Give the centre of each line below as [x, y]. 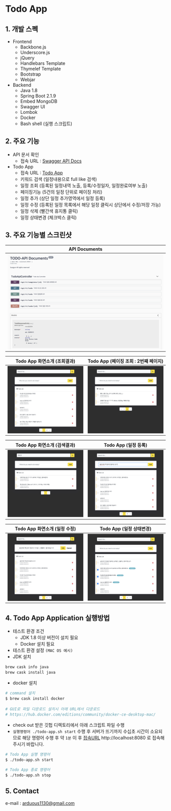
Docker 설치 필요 [37, 643]
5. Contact [22, 791]
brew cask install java [31, 672]
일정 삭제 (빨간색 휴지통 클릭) [49, 211]
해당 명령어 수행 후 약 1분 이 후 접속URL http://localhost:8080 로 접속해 [93, 738]
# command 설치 [20, 693]
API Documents [85, 249]
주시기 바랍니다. [28, 744]
